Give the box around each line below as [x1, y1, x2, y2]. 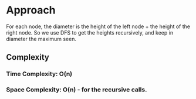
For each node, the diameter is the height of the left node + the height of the [6, 23, 191, 30]
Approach [6, 4, 56, 17]
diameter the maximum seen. [6, 35, 76, 42]
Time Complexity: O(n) [6, 70, 73, 78]
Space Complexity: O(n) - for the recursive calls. [6, 86, 147, 94]
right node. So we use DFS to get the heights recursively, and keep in [6, 29, 174, 36]
